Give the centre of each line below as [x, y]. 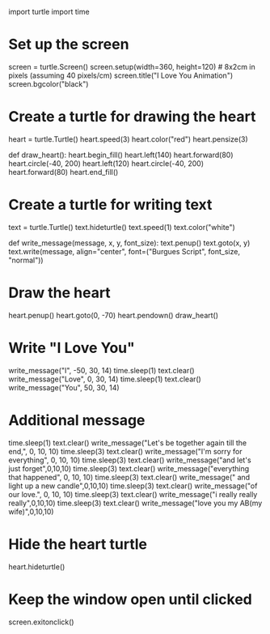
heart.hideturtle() [37, 567]
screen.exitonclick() [41, 622]
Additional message [77, 420]
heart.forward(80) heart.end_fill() [63, 172]
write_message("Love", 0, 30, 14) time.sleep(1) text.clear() [105, 379]
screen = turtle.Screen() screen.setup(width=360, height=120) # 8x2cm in [132, 66]
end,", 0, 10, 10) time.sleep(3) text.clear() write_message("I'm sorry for [125, 451]
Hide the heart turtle [78, 544]
